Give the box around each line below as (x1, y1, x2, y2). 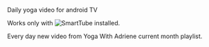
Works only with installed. (7, 19, 120, 27)
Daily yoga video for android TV (7, 6, 98, 14)
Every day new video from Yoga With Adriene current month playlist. (7, 32, 203, 40)
